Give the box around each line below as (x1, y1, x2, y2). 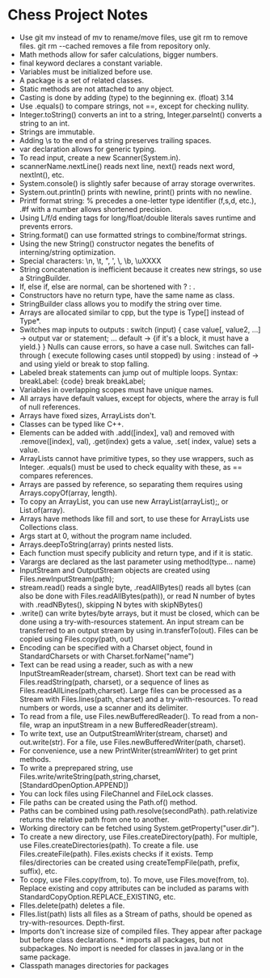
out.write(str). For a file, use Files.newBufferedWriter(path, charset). (19, 737, 246, 747)
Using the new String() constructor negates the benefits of (19, 239, 215, 248)
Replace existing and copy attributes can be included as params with (19, 883, 250, 893)
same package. (19, 952, 71, 962)
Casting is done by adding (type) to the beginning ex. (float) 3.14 (19, 92, 234, 102)
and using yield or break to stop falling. (19, 358, 150, 369)
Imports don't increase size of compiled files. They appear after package (19, 926, 263, 936)
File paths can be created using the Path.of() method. (19, 797, 198, 807)
